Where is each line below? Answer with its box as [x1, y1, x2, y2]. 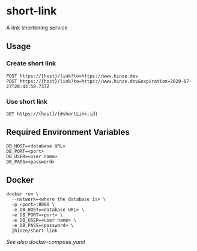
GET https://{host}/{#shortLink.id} [6, 111, 98, 117]
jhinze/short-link [11, 228, 58, 234]
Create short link [6, 59, 56, 68]
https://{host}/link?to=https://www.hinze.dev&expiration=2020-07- [19, 78, 192, 84]
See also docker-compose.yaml [6, 238, 85, 245]
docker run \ [6, 190, 39, 197]
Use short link [6, 97, 48, 105]
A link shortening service [6, 24, 68, 31]
